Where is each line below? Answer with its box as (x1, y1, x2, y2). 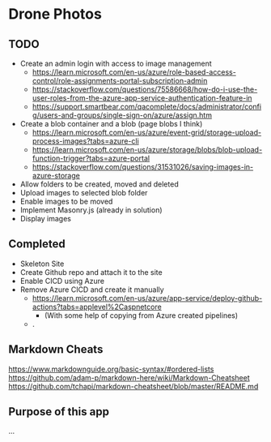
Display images (19, 214, 71, 223)
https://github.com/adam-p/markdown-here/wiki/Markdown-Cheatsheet (8, 372, 251, 382)
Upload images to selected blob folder (19, 188, 148, 197)
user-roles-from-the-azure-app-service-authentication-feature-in (32, 93, 252, 102)
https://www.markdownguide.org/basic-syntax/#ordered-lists (8, 364, 214, 374)
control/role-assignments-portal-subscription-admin (32, 76, 208, 85)
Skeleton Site (19, 259, 65, 268)
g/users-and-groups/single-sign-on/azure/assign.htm (32, 110, 213, 120)
